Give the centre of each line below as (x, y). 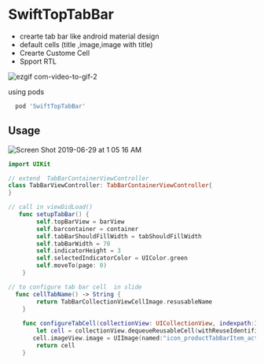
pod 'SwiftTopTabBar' (51, 106)
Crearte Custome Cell (55, 53)
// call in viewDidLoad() (50, 207)
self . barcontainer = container (88, 229)
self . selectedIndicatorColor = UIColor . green (112, 258)
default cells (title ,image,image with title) (86, 44)
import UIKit (29, 164)
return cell (56, 345)
